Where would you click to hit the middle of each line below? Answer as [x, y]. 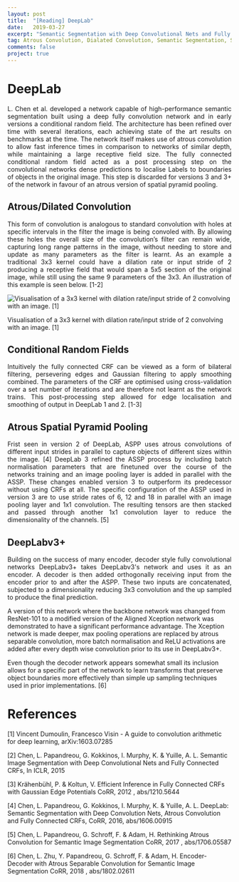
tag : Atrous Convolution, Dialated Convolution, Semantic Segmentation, [117, 41]
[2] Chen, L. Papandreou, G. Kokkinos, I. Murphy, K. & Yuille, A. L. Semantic [117, 755]
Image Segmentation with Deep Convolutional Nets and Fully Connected [113, 763]
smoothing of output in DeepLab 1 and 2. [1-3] [75, 405]
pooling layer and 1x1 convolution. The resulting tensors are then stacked [119, 505]
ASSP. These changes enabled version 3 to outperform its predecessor [119, 482]
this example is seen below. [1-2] [55, 284]
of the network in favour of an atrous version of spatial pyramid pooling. [113, 184]
